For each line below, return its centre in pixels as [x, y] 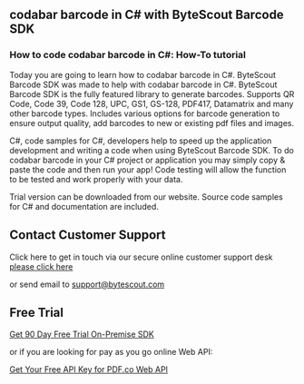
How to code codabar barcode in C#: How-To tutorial [128, 55]
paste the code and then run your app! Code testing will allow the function [148, 169]
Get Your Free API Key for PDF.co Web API [89, 369]
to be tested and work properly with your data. [96, 179]
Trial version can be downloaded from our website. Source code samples [146, 197]
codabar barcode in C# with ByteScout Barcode [147, 15]
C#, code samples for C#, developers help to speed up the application [141, 141]
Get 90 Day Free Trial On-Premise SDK [82, 334]
